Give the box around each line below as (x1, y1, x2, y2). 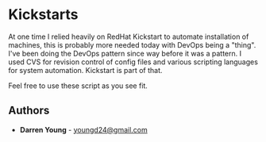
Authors (8, 104, 50, 117)
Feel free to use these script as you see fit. (8, 81, 148, 90)
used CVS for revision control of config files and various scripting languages (8, 57, 258, 67)
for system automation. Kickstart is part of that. (8, 65, 163, 75)
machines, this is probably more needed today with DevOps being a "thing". (8, 40, 256, 49)
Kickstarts (8, 6, 79, 24)
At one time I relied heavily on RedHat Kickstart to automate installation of (8, 32, 249, 41)
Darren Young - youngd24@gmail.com (19, 125, 148, 134)
